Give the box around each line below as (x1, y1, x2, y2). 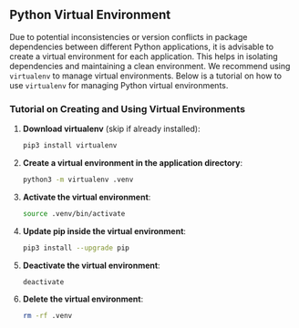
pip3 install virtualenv (22, 141, 118, 150)
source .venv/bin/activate (22, 209, 126, 218)
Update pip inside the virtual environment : (22, 225, 187, 236)
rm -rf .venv (22, 312, 73, 321)
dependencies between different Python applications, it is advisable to (9, 41, 274, 52)
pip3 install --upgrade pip (22, 243, 129, 252)
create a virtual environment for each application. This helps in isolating (9, 50, 278, 62)
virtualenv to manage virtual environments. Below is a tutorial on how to (9, 70, 283, 81)
